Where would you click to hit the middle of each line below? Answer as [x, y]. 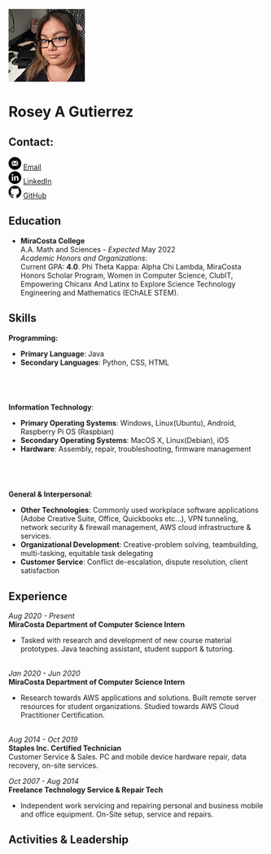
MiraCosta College [52, 240]
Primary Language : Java [62, 353]
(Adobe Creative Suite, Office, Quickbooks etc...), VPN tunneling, [129, 519]
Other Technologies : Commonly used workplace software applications [139, 510]
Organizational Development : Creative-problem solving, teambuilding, [139, 545]
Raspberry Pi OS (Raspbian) [67, 431]
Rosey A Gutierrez [71, 112]
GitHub [35, 195]
